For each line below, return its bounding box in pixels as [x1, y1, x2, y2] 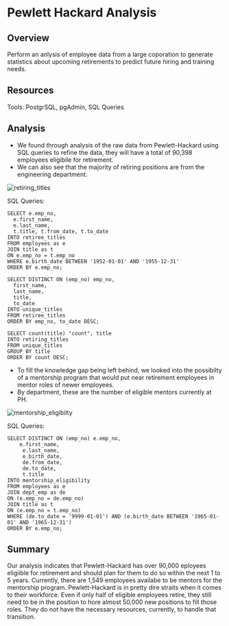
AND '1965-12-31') [19, 519, 72, 526]
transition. [7, 612, 36, 621]
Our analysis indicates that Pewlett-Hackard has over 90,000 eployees [7, 562, 207, 570]
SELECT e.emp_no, [7, 210, 57, 217]
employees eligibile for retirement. [16, 156, 114, 164]
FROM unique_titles [7, 341, 63, 349]
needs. [7, 65, 27, 73]
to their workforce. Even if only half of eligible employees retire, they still [7, 591, 212, 599]
